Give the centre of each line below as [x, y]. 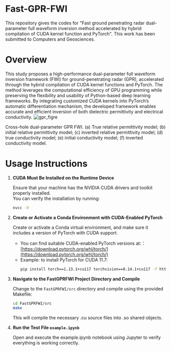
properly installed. [32, 193]
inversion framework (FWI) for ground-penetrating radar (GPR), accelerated [84, 79]
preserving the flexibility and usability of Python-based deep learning [78, 95]
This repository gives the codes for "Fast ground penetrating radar [75, 23]
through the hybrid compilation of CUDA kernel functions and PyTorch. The [84, 84]
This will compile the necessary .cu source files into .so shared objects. [88, 318]
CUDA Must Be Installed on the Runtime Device [63, 178]
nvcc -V [21, 208]
